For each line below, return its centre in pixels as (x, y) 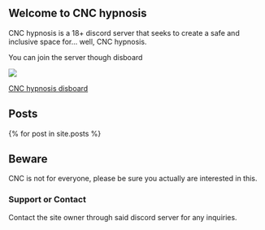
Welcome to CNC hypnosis (78, 13)
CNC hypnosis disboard (48, 88)
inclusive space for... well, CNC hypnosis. (78, 41)
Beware (28, 159)
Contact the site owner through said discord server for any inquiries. (123, 217)
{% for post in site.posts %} (55, 133)
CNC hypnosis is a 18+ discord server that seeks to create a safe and (124, 33)
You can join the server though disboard (76, 57)
